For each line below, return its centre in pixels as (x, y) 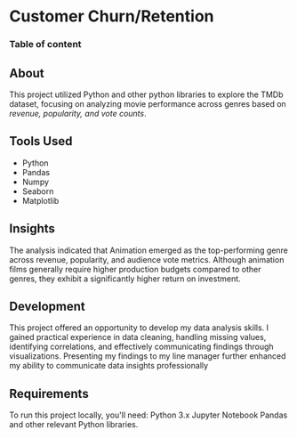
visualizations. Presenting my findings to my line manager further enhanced (148, 356)
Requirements (49, 393)
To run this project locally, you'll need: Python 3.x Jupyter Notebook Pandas (148, 415)
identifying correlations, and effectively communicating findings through (141, 347)
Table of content (45, 45)
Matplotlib (40, 200)
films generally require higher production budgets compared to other (135, 269)
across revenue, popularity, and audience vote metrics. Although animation (147, 259)
